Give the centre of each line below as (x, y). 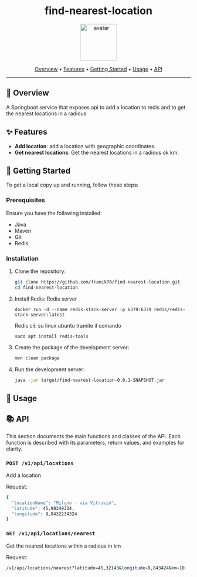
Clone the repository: (40, 271)
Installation (23, 258)
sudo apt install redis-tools (52, 336)
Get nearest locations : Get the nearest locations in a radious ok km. (97, 152)
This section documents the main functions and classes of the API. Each (93, 436)
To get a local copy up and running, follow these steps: (72, 185)
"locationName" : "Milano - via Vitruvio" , (64, 503)
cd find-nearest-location (46, 287)
